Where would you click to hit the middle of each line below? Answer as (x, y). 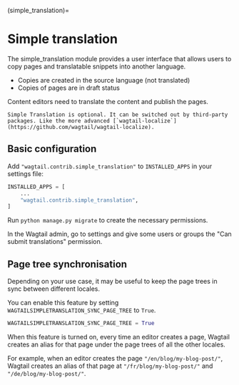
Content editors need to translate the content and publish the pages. (108, 101)
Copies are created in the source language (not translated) (104, 80)
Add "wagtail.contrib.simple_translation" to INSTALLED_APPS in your (110, 166)
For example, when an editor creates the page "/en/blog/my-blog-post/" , (115, 358)
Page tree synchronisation (67, 264)
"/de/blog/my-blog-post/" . (47, 373)
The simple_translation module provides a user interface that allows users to (119, 58)
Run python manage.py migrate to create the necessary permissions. (108, 220)
